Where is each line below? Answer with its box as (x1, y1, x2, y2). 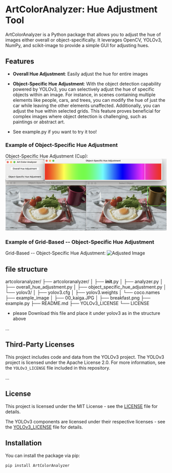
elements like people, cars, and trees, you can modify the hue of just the (12, 97, 165, 103)
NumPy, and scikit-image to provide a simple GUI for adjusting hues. (5, 42, 149, 48)
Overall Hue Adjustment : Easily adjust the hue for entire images (12, 71, 148, 77)
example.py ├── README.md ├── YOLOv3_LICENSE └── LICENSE (5, 300, 149, 307)
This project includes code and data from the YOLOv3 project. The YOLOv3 (5, 354, 165, 360)
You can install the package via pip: (5, 452, 80, 459)
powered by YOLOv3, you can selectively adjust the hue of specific (12, 86, 155, 92)
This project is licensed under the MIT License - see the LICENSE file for (5, 403, 158, 409)
